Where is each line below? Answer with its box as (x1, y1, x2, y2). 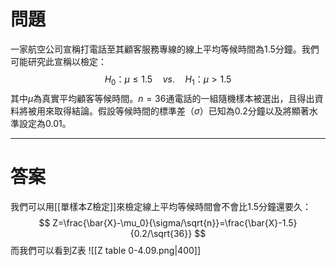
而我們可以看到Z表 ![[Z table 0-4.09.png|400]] (10, 244, 202, 256)
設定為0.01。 (18, 117, 72, 129)
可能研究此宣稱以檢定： (10, 55, 107, 67)
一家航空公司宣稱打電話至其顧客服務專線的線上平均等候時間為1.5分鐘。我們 (10, 43, 320, 55)
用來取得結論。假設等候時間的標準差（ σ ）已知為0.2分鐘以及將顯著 (36, 105, 310, 117)
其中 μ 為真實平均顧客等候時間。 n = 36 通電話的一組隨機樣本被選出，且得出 (10, 92, 315, 104)
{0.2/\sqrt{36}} (129, 227, 193, 239)
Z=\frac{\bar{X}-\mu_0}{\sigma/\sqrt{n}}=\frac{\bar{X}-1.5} (52, 216, 298, 229)
